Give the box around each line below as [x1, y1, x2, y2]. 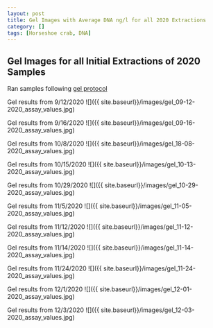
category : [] [7, 23, 45, 30]
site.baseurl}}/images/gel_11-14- [102, 243, 194, 252]
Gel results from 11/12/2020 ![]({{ [7, 223, 101, 231]
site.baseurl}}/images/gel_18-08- [101, 139, 196, 148]
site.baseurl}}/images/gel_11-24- [103, 264, 196, 273]
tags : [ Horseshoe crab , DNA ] [7, 29, 92, 37]
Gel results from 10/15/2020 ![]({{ [7, 160, 102, 169]
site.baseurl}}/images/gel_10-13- [103, 160, 196, 169]
